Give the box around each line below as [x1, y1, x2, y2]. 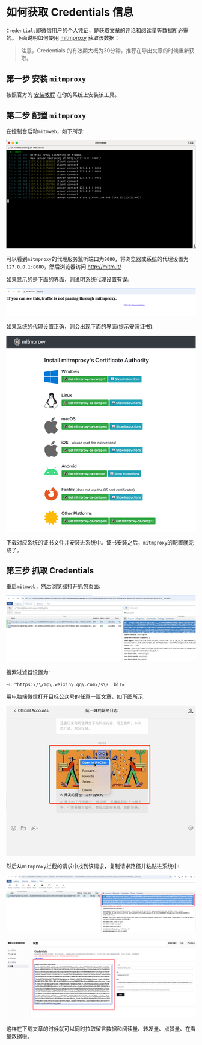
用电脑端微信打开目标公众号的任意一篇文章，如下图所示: [6, 693, 145, 700]
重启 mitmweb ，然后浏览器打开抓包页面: [6, 582, 101, 590]
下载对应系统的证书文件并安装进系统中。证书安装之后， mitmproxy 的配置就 [6, 538, 189, 546]
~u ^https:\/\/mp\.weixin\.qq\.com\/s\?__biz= [6, 682, 125, 688]
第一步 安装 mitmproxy [6, 74, 86, 84]
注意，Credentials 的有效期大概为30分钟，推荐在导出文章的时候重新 [20, 46, 189, 54]
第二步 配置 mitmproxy [6, 110, 86, 121]
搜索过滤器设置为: [6, 669, 50, 676]
